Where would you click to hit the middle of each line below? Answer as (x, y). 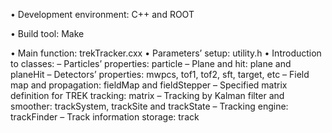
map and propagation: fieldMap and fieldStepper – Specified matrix (149, 85)
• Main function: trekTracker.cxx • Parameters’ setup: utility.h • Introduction (166, 53)
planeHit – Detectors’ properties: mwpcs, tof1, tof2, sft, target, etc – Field (160, 74)
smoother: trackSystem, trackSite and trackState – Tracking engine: (149, 106)
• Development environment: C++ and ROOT (102, 14)
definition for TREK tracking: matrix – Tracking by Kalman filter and (147, 95)
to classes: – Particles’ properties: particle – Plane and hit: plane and (151, 63)
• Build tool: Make (47, 33)
